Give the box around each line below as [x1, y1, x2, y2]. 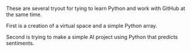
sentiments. [6, 40, 35, 46]
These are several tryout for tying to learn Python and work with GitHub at [6, 5, 186, 12]
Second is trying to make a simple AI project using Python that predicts [6, 34, 178, 40]
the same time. [6, 11, 42, 18]
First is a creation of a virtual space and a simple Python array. [6, 23, 158, 29]
